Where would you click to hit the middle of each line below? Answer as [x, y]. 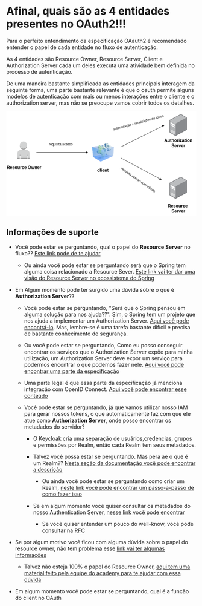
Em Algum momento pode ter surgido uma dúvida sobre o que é [95, 289]
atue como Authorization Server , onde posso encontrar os [98, 420]
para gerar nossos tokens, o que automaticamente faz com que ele [107, 413]
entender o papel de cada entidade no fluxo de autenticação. [82, 47]
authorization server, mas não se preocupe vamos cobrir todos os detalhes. [100, 103]
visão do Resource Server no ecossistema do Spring [89, 278]
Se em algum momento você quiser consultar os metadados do [112, 506]
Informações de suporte [52, 232]
